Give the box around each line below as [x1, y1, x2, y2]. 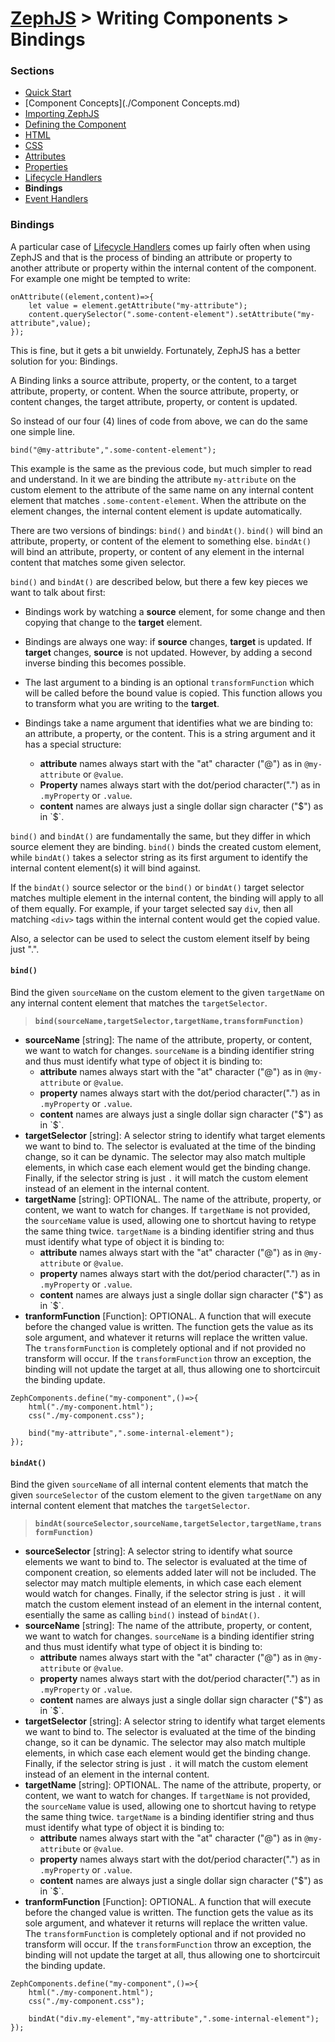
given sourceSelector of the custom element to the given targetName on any [10, 1489, 322, 1501]
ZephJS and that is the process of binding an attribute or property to [10, 251, 293, 263]
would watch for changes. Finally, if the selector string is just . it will [24, 1588, 306, 1600]
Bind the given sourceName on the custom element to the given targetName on [10, 986, 325, 998]
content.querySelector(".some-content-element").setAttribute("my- [28, 309, 315, 319]
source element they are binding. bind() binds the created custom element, [10, 840, 322, 852]
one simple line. [10, 425, 76, 437]
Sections [10, 64, 55, 78]
